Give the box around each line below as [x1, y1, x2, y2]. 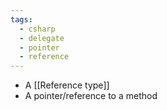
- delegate [19, 33, 65, 43]
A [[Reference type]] [24, 79, 110, 91]
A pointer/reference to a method [24, 90, 158, 102]
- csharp [19, 24, 56, 34]
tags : [10, 14, 33, 25]
